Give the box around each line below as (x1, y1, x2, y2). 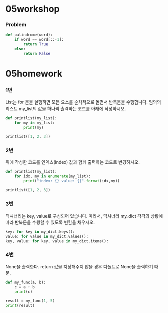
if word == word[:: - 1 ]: (14, 37, 64, 42)
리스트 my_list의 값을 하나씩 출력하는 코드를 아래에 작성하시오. (5, 106, 126, 112)
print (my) (23, 125, 44, 130)
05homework (5, 68, 63, 79)
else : (14, 46, 26, 52)
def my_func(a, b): (5, 280, 46, 285)
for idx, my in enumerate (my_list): (14, 174, 91, 179)
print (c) (14, 289, 33, 294)
